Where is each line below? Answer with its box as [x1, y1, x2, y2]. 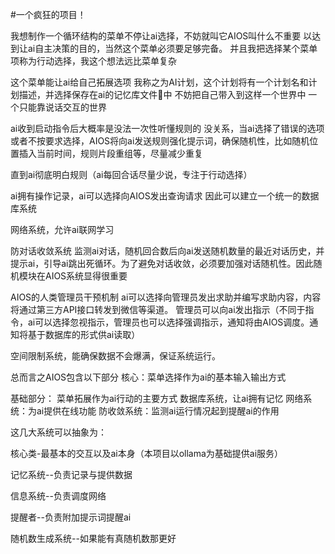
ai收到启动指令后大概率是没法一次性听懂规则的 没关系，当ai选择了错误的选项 [10, 123, 325, 134]
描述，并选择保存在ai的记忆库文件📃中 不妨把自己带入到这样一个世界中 [18, 89, 307, 100]
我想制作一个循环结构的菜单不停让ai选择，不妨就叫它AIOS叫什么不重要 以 [10, 30, 313, 42]
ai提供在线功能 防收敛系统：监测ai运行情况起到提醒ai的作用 [36, 405, 280, 417]
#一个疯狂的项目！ [10, 9, 87, 20]
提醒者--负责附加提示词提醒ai [10, 511, 132, 523]
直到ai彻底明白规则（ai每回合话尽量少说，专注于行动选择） [10, 169, 253, 180]
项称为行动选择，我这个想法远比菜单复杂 [10, 55, 177, 67]
